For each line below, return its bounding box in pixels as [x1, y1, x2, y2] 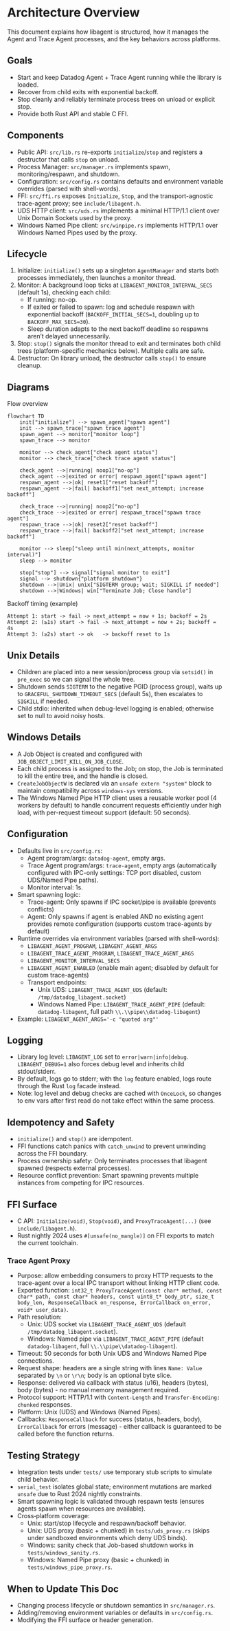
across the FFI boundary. [16, 1149, 88, 1158]
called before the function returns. [16, 1429, 115, 1438]
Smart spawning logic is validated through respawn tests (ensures [16, 1498, 205, 1506]
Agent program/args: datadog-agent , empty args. [27, 854, 166, 862]
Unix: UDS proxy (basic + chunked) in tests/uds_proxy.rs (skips [27, 1526, 210, 1535]
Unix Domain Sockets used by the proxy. [16, 213, 133, 222]
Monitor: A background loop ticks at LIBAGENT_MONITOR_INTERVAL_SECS [16, 281, 213, 290]
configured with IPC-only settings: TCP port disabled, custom [27, 868, 202, 876]
